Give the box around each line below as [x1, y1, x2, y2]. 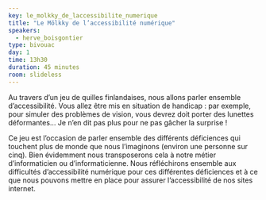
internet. [8, 183, 36, 193]
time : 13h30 [8, 56, 48, 64]
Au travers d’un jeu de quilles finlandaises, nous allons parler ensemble [8, 92, 241, 102]
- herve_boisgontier [15, 33, 83, 42]
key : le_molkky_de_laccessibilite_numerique [8, 11, 158, 20]
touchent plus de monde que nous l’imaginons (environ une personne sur [8, 141, 249, 151]
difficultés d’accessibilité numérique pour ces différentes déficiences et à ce [8, 167, 258, 176]
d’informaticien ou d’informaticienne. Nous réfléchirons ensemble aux [8, 158, 237, 167]
